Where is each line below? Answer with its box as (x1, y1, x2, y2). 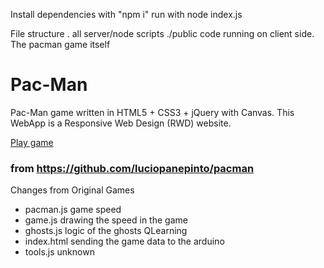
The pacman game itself (10, 39, 111, 50)
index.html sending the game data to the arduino (24, 235, 225, 248)
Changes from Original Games (10, 184, 135, 196)
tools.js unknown (24, 246, 95, 258)
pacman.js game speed (24, 204, 122, 216)
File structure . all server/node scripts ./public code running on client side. (10, 28, 315, 39)
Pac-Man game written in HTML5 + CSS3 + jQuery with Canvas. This (10, 106, 295, 118)
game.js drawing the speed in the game (24, 214, 188, 226)
